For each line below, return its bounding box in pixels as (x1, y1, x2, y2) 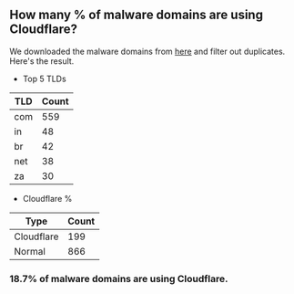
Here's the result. (9, 55, 75, 67)
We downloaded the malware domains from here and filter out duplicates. (9, 46, 286, 57)
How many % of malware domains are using (9, 7, 264, 23)
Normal (14, 245, 46, 257)
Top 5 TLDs (22, 73, 66, 84)
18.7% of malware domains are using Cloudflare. (9, 272, 228, 285)
